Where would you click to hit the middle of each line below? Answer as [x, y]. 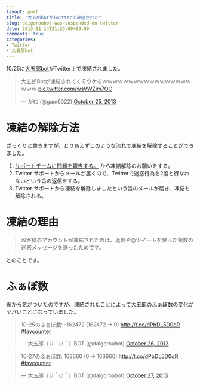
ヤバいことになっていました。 [43, 311]
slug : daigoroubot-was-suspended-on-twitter [62, 23]
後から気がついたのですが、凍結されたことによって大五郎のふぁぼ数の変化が [100, 304]
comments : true [25, 34]
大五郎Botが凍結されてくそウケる [61, 81]
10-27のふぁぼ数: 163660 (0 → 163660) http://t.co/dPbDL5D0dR [99, 356]
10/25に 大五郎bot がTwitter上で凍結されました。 [65, 68]
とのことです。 [24, 260]
